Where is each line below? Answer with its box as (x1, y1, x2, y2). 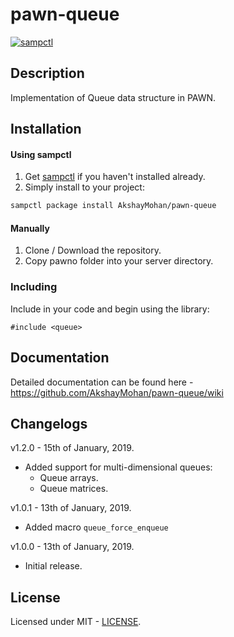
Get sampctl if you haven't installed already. (24, 171, 206, 183)
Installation (10, 121, 82, 138)
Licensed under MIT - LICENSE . (10, 616, 142, 628)
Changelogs (10, 415, 88, 432)
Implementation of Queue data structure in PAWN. (10, 91, 217, 103)
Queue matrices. (39, 483, 109, 495)
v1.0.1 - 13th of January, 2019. (10, 502, 132, 514)
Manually (10, 222, 50, 234)
